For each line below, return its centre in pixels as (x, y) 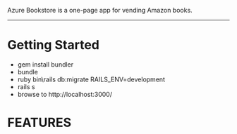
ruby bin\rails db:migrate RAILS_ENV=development (91, 79)
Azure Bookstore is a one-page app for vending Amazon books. (100, 10)
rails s (26, 86)
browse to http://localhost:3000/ (65, 94)
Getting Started (54, 45)
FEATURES (39, 123)
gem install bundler (45, 64)
